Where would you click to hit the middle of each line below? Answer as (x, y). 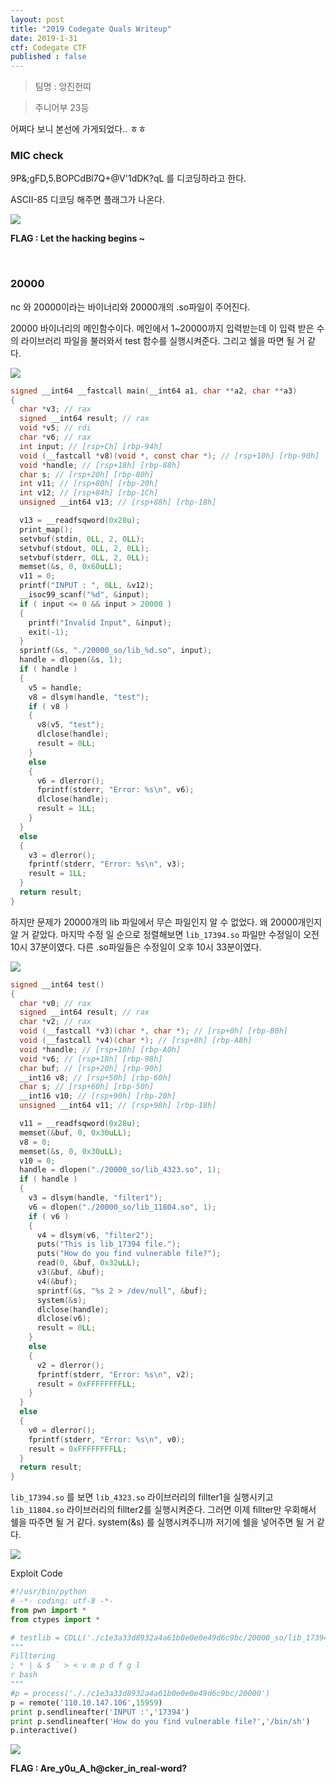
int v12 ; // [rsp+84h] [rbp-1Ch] (89, 493)
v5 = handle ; (55, 687)
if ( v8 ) (49, 706)
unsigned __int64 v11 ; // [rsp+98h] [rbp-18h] (118, 1106)
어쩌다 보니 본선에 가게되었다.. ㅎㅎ (78, 129)
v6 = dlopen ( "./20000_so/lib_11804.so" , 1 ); (122, 1207)
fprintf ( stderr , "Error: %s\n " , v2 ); (115, 1374)
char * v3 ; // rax (55, 409)
